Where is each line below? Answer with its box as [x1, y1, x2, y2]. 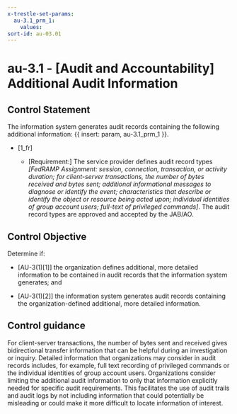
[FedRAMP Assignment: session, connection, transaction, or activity [28, 165, 228, 173]
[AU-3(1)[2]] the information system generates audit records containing [17, 292, 226, 301]
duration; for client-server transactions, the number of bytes [28, 173, 204, 181]
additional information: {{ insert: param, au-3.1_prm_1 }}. [7, 130, 169, 139]
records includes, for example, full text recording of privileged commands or [7, 361, 230, 369]
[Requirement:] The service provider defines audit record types [28, 157, 213, 166]
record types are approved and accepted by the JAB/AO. [28, 210, 194, 219]
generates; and [17, 278, 62, 287]
